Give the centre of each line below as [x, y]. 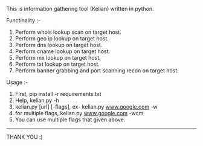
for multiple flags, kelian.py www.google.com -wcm [79, 113]
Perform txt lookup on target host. [57, 64]
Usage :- [17, 82]
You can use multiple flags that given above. [70, 119]
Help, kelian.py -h [37, 100]
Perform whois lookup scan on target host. [68, 32]
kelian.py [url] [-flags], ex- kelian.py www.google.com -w [86, 107]
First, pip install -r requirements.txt [58, 94]
